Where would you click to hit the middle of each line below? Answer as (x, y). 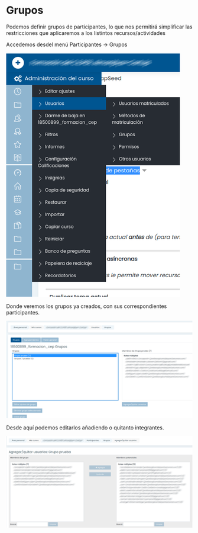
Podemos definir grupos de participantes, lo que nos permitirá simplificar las (99, 27)
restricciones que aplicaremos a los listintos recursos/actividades (86, 33)
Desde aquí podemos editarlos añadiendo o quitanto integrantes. (85, 428)
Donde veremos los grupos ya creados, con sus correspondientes (87, 306)
